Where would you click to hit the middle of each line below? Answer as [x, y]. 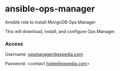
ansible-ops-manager [50, 9]
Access [14, 44]
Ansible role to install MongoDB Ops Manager [50, 22]
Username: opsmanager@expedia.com [44, 54]
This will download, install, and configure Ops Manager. [60, 31]
